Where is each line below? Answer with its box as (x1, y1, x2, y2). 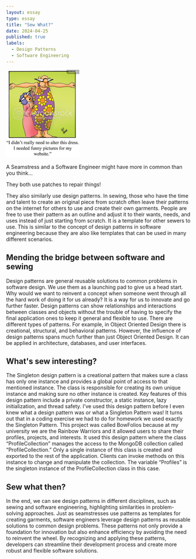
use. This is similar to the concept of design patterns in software (6, 223, 161, 230)
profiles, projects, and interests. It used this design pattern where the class (6, 434, 187, 441)
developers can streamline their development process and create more (6, 541, 177, 548)
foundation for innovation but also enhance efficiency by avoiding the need (6, 529, 187, 536)
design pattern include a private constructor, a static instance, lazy (6, 396, 167, 403)
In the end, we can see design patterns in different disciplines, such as (6, 498, 177, 505)
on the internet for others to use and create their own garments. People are (6, 205, 187, 212)
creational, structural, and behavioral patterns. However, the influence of (6, 327, 181, 334)
